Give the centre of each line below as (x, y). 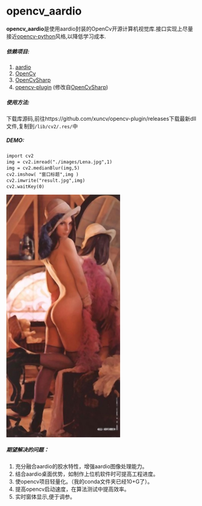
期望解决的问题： (28, 450)
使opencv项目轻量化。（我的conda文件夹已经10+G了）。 (84, 481)
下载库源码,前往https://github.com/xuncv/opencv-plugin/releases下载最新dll (101, 118)
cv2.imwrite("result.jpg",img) (46, 180)
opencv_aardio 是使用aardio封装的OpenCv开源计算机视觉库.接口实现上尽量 (100, 29)
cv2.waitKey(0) (25, 186)
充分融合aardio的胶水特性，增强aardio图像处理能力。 (81, 466)
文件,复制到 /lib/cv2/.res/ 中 (42, 126)
